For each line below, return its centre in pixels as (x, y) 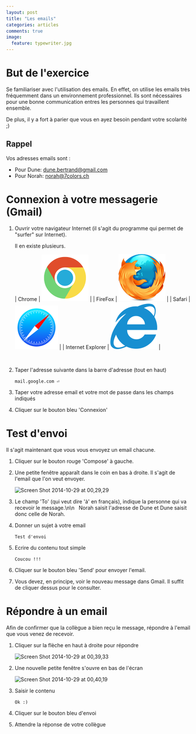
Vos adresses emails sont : (38, 158)
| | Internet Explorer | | (110, 347)
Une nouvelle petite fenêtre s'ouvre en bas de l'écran (79, 668)
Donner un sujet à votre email (50, 525)
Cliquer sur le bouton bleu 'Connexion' (61, 410)
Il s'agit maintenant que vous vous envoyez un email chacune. (81, 449)
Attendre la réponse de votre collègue (60, 724)
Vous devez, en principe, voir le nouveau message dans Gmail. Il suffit (99, 581)
